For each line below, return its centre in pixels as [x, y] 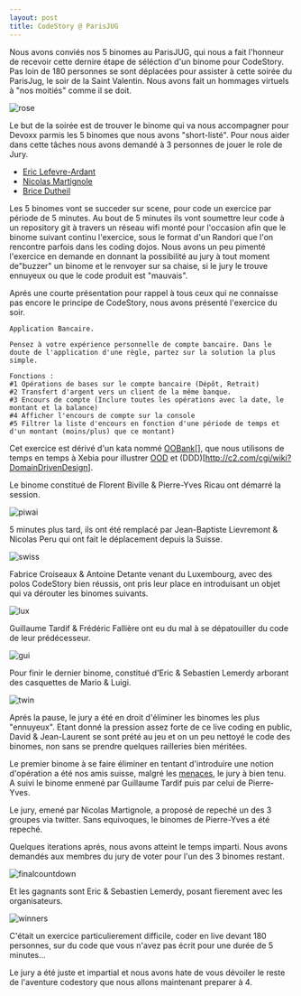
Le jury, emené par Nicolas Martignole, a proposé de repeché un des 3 [141, 810]
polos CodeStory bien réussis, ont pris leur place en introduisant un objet [145, 583]
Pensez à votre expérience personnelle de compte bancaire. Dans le [141, 344]
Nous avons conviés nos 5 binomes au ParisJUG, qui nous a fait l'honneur [147, 51]
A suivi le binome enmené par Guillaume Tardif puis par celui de [128, 783]
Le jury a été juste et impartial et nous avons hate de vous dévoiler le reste [147, 973]
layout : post [34, 18]
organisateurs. [36, 900]
